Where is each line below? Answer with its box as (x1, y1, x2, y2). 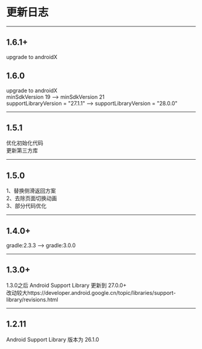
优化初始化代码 (6, 139, 43, 146)
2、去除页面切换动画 (6, 195, 57, 202)
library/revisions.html (6, 296, 58, 303)
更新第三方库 (6, 147, 38, 154)
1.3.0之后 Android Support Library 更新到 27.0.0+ (6, 281, 127, 289)
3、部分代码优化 (6, 203, 47, 210)
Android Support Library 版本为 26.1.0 (6, 336, 99, 343)
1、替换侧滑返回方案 (6, 187, 56, 195)
